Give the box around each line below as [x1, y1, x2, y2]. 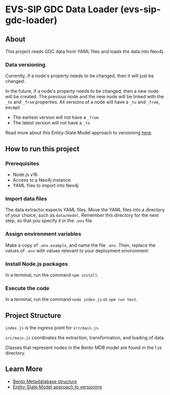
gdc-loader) [5, 14, 58, 26]
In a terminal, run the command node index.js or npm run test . [5, 296, 138, 302]
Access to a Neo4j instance [12, 177, 71, 183]
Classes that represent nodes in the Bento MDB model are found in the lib [5, 344, 162, 350]
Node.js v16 [12, 171, 38, 178]
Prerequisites [5, 160, 39, 167]
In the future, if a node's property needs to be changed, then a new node [5, 88, 159, 94]
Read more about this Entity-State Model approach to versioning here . [5, 129, 153, 136]
